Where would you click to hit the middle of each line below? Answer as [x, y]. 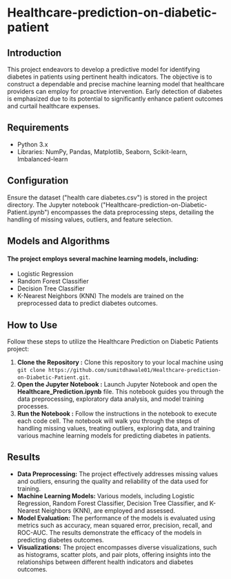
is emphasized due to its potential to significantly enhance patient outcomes [115, 99]
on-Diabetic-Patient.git [53, 377]
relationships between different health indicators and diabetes [105, 562]
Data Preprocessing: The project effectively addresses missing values [118, 473]
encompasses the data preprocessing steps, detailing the [132, 212]
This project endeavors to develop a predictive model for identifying [103, 69]
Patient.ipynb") [28, 212]
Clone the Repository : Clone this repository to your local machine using [120, 362]
